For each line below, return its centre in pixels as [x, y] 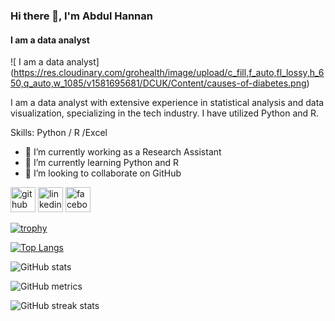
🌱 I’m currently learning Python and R [101, 163]
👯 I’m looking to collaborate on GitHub [103, 173]
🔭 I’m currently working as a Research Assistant [123, 152]
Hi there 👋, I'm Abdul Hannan [81, 16]
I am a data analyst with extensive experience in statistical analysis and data [167, 103]
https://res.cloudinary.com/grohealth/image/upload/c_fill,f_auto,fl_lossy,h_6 [169, 73]
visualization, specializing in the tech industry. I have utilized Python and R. [165, 113]
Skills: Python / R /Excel [59, 133]
